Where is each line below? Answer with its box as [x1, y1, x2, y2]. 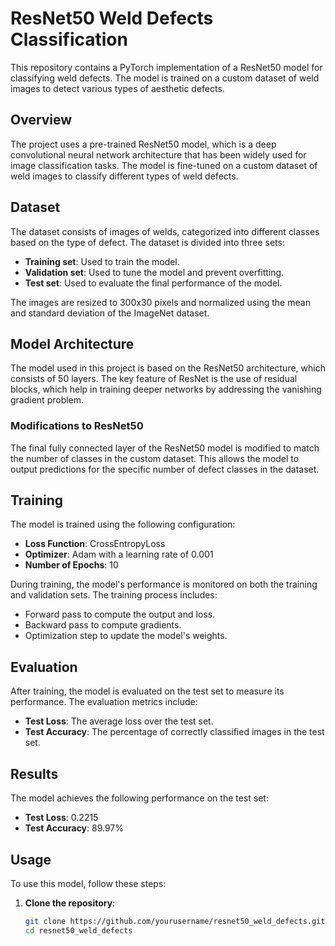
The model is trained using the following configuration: [10, 518, 236, 531]
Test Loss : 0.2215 [24, 812, 99, 824]
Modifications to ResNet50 [10, 419, 144, 433]
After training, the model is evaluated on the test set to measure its [10, 685, 285, 697]
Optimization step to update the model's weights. [24, 630, 228, 642]
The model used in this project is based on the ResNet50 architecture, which [10, 362, 326, 374]
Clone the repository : [24, 897, 116, 909]
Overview [10, 112, 73, 129]
